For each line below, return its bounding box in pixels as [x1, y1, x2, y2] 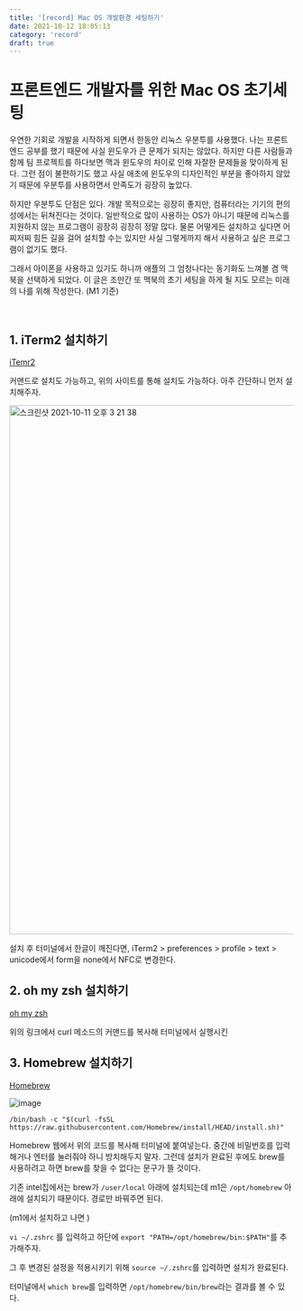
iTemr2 [9, 357, 36, 367]
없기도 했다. [25, 244, 68, 255]
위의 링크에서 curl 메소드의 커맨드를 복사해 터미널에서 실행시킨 [9, 1026, 228, 1037]
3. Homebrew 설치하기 [9, 1055, 133, 1071]
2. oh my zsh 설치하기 [9, 983, 129, 998]
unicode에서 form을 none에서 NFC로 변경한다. [9, 954, 176, 965]
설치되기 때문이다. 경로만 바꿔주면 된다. [25, 1193, 164, 1203]
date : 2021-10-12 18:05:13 [9, 22, 111, 31]
